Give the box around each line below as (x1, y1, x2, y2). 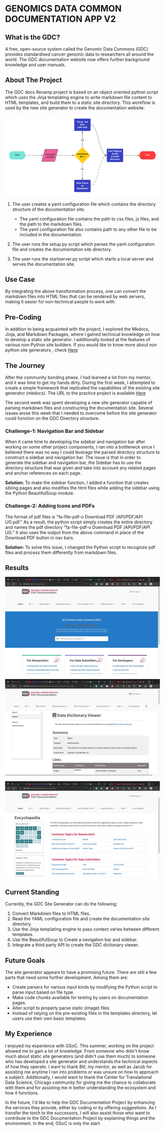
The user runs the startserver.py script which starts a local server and (12, 256, 154, 261)
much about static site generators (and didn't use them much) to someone (5, 1053, 156, 1059)
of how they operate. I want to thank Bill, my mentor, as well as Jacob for (5, 1064, 152, 1069)
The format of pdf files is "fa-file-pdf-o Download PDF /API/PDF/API (5, 514, 143, 519)
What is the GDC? (5, 33, 60, 41)
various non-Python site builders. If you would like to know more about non (5, 342, 157, 348)
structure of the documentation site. (12, 206, 85, 212)
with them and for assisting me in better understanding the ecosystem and (5, 1084, 156, 1091)
